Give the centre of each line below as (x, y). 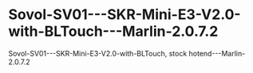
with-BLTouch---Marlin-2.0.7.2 (113, 31)
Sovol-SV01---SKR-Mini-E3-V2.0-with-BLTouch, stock (98, 53)
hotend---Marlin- (217, 53)
